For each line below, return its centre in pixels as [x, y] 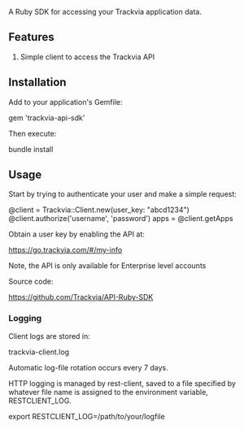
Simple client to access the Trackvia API [87, 57]
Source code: [31, 282]
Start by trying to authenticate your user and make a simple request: [123, 194]
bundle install [31, 149]
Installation [37, 82]
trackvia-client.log [39, 352]
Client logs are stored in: [50, 336]
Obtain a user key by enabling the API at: [76, 234]
